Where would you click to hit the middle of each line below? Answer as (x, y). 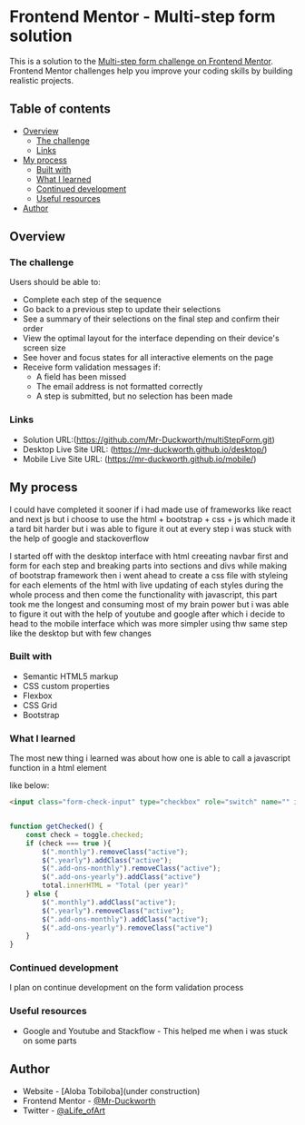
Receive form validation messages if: (92, 367)
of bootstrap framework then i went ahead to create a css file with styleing (149, 575)
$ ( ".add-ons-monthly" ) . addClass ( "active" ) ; (125, 919)
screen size (44, 348)
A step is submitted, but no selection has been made (134, 396)
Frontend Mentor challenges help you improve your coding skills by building (151, 71)
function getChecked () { (56, 827)
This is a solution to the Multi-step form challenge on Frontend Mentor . (142, 61)
